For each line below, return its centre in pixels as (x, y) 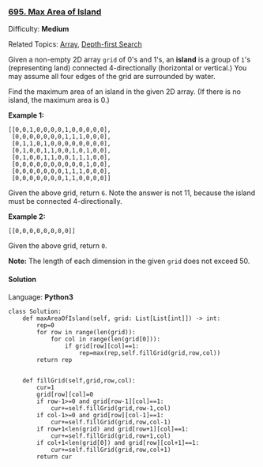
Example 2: (27, 217)
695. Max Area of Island (55, 12)
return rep (54, 360)
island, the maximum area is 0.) (59, 100)
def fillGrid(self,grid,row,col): (79, 380)
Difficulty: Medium (39, 29)
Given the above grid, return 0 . (58, 246)
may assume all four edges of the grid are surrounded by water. (112, 77)
